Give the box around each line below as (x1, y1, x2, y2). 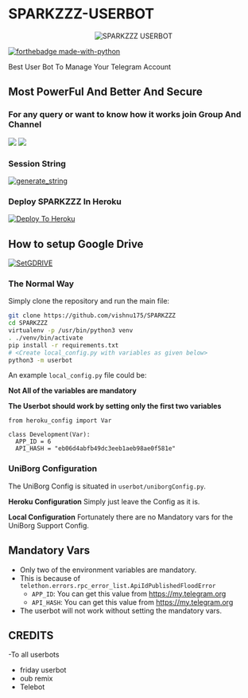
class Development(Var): (8, 431, 91, 439)
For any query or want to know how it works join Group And (8, 109, 242, 120)
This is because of (19, 573, 81, 582)
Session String (8, 158, 66, 169)
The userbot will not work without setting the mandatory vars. (19, 606, 223, 615)
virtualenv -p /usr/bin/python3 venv (8, 327, 134, 335)
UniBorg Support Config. (8, 520, 90, 530)
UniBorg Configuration (8, 463, 98, 474)
